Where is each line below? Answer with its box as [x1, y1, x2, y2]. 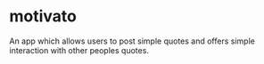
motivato [9, 6, 78, 27]
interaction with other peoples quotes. [9, 44, 150, 55]
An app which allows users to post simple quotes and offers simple [9, 36, 256, 46]
